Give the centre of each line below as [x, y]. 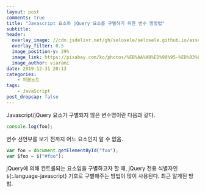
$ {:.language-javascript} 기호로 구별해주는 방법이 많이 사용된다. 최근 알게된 [97, 176]
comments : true [26, 18]
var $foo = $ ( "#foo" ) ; [35, 156]
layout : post [23, 12]
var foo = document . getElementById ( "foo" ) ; [63, 150]
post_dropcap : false [33, 97]
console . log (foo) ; [30, 126]
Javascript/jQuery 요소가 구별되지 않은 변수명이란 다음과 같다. [81, 115]
